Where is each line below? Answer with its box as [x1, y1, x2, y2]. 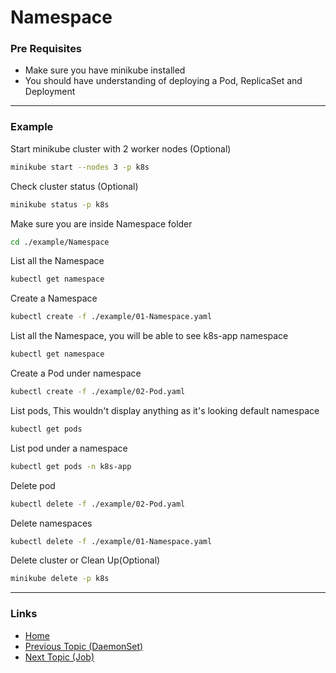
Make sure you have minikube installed [24, 64, 186, 76]
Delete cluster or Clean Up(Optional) [10, 554, 161, 566]
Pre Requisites [10, 42, 83, 56]
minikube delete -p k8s [10, 574, 110, 584]
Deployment [24, 86, 76, 98]
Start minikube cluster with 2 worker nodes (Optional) [10, 142, 232, 155]
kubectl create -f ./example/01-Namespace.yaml [10, 312, 213, 322]
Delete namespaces [10, 517, 93, 529]
